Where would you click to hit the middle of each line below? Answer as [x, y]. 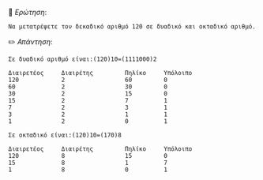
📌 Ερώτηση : [28, 12]
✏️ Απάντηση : [30, 42]
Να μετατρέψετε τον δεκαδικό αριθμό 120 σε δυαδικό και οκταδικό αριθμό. [132, 27]
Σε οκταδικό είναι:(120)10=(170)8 [65, 135]
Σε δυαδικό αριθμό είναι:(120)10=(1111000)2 [83, 59]
